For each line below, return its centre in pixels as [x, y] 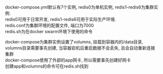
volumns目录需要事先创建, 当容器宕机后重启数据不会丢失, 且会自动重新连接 [80, 48]
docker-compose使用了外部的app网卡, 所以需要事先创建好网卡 [68, 60]
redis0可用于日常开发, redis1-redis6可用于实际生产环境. [61, 19]
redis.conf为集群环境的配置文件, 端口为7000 [50, 25]
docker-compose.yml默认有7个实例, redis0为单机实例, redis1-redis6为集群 [80, 7]
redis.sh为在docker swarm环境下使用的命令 [49, 31]
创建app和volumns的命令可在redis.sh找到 [47, 66]
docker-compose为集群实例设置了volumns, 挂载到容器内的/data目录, [74, 42]
